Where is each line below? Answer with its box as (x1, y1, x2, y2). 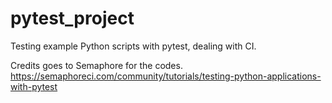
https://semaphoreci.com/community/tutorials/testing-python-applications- (10, 70, 322, 82)
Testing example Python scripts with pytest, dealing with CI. (10, 40, 257, 52)
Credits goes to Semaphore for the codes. (10, 59, 183, 71)
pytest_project (10, 7, 135, 30)
